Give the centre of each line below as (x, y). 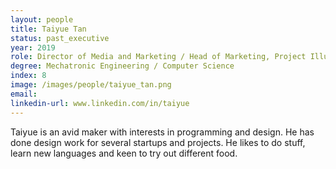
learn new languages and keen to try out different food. (124, 153)
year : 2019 (33, 47)
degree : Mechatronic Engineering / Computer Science (122, 66)
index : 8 (28, 76)
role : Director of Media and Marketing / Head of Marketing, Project (158, 57)
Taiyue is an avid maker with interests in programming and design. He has (162, 132)
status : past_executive (60, 38)
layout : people (42, 19)
